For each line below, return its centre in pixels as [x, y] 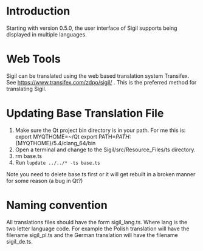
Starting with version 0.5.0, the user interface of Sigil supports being [92, 28]
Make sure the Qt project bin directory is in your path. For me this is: [100, 130]
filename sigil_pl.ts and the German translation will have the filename [92, 235]
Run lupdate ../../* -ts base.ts [57, 162]
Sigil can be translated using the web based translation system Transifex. [98, 76]
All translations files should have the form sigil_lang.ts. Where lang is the [97, 222]
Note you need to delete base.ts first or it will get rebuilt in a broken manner [101, 174]
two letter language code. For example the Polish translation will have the [98, 229]
